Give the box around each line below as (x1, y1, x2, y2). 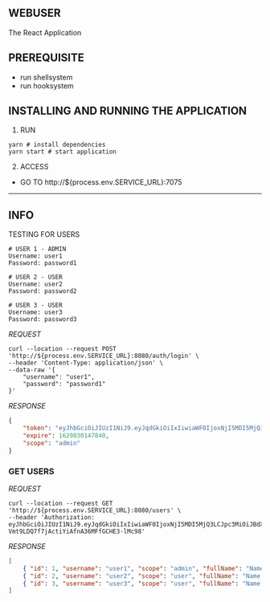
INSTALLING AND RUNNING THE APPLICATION (8, 104, 247, 118)
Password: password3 (8, 315, 78, 323)
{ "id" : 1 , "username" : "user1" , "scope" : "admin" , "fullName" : (22, 564, 243, 572)
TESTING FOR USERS (8, 230, 80, 239)
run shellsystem (19, 72, 73, 82)
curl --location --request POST (8, 345, 117, 353)
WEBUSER (8, 6, 62, 20)
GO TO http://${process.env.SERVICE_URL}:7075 (19, 177, 182, 187)
